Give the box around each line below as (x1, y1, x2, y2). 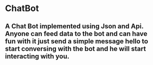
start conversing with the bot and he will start (5, 44, 146, 53)
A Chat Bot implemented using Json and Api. (5, 22, 144, 30)
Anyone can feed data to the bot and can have (5, 29, 148, 38)
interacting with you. (5, 52, 70, 60)
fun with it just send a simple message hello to (5, 37, 149, 45)
